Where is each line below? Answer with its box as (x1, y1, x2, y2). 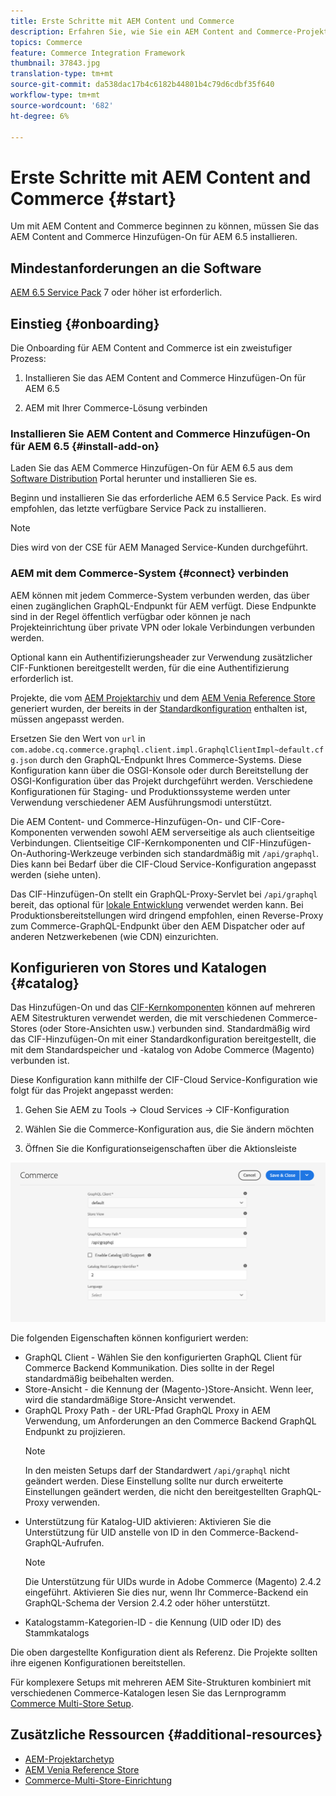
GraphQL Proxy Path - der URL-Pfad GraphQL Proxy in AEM (24, 1404, 271, 1416)
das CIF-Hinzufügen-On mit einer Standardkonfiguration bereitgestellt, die (10, 1033, 317, 1045)
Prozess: (10, 352, 47, 364)
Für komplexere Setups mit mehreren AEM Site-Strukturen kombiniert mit (10, 1676, 312, 1688)
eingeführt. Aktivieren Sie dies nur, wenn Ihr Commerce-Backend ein (24, 1586, 309, 1598)
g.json (10, 755, 38, 765)
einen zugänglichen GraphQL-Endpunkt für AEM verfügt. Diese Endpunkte (10, 600, 317, 612)
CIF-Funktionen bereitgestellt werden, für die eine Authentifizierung (10, 661, 290, 674)
